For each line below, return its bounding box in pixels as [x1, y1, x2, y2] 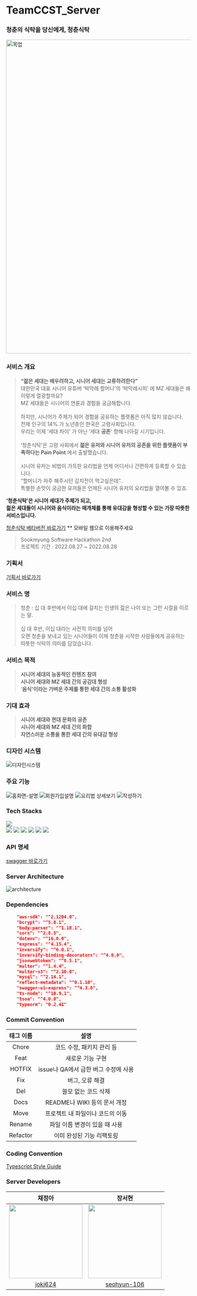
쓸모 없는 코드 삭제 [62, 1087, 110, 1095]
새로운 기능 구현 [65, 1054, 107, 1062]
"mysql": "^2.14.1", [16, 974, 67, 980]
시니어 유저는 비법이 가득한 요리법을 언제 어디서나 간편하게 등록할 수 [20, 462, 176, 469]
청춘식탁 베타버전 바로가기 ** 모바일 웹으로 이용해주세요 [6, 524, 134, 531]
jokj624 [35, 1280, 57, 1288]
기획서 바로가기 [6, 574, 41, 581]
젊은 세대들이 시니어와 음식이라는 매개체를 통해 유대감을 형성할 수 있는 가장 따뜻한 [6, 504, 190, 511]
